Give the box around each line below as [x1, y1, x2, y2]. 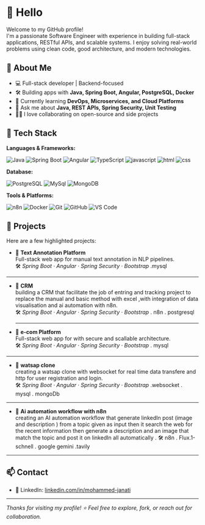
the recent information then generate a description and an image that [15, 427, 189, 435]
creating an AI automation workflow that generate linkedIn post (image [15, 415, 193, 422]
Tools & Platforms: [6, 192, 54, 199]
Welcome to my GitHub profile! [6, 26, 84, 33]
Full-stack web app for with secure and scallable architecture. [15, 335, 171, 342]
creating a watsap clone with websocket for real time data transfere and [15, 368, 196, 375]
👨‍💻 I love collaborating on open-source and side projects [15, 110, 159, 118]
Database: [6, 168, 34, 175]
